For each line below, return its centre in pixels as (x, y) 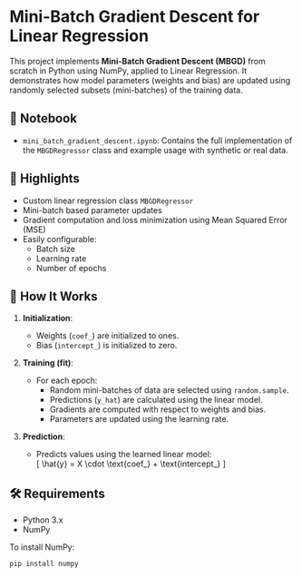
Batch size (55, 249)
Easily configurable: (59, 239)
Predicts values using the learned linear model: (124, 455)
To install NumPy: (42, 547)
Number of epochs (71, 268)
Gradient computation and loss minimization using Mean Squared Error (155, 220)
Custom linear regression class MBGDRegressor (107, 200)
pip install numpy (44, 564)
